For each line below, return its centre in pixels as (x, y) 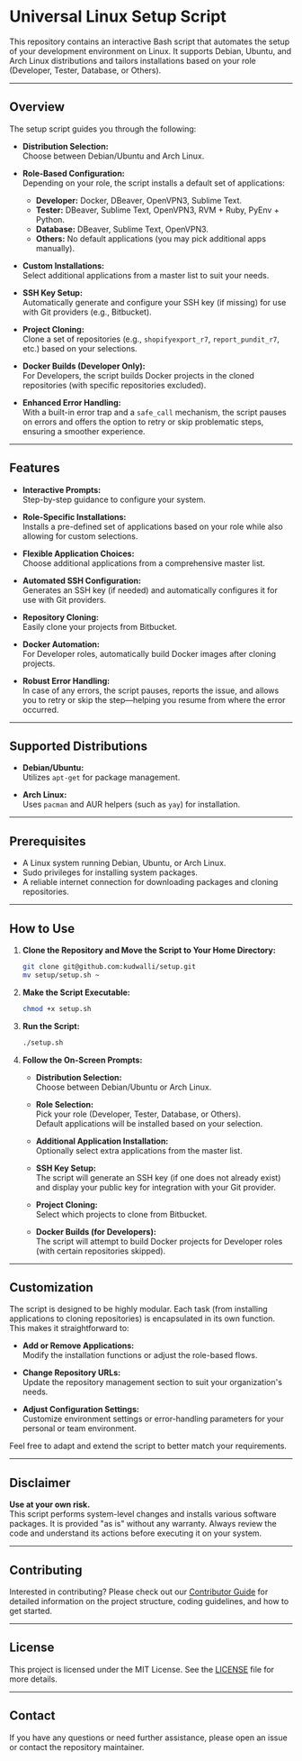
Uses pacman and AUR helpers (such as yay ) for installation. (131, 805)
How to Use (42, 929)
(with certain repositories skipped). (101, 1251)
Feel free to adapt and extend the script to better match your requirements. (148, 1446)
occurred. (40, 709)
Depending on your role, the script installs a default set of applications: (153, 183)
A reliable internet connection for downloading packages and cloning (150, 882)
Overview (37, 107)
